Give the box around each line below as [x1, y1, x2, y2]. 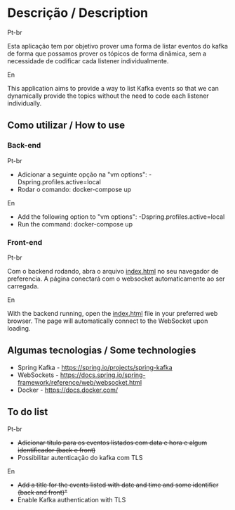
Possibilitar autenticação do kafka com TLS [17, 453, 143, 461]
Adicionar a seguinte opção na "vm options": [17, 170, 147, 179]
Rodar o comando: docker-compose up [17, 185, 132, 193]
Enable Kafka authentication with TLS [17, 495, 126, 504]
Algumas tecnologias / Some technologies [7, 345, 196, 357]
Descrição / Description [7, 5, 149, 21]
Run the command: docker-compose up [17, 219, 133, 228]
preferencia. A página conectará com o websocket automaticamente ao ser [7, 274, 226, 283]
